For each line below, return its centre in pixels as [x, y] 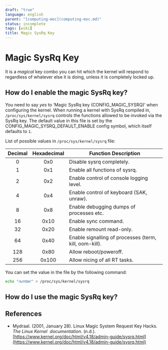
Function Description [115, 153]
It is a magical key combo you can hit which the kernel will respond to [77, 71]
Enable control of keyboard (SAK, [108, 192]
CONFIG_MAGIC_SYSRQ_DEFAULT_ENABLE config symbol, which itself [78, 126]
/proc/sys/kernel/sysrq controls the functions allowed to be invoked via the [84, 115]
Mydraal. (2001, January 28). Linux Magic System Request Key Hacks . [85, 326]
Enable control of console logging [109, 178]
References [23, 314]
